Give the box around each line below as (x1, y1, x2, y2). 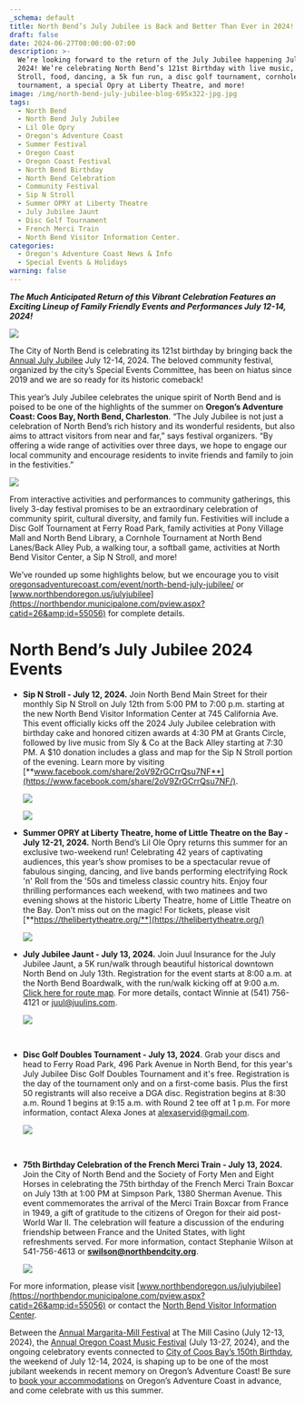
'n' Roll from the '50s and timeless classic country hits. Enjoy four (22, 875, 268, 886)
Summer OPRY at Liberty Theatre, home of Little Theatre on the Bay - (22, 827, 289, 838)
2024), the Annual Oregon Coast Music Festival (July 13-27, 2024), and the (9, 1336, 290, 1348)
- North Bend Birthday (17, 165, 103, 174)
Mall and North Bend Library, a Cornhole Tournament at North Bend (9, 532, 262, 543)
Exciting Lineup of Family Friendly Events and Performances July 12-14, (9, 300, 287, 311)
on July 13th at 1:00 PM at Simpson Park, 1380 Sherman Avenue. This (22, 1188, 283, 1199)
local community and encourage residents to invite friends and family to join (9, 449, 293, 460)
